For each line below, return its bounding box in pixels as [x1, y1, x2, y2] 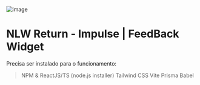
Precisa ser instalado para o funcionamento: [6, 59, 117, 67]
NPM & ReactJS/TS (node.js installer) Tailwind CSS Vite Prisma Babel [21, 72, 194, 79]
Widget [6, 40, 44, 54]
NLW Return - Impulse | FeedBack [6, 27, 179, 41]
